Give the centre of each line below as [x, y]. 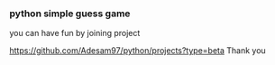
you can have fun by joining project [75, 33]
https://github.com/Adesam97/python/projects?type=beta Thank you [137, 51]
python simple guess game [70, 14]
